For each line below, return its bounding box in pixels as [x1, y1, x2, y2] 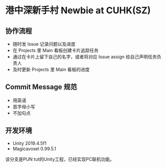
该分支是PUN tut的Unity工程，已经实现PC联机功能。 [5, 156, 115, 162]
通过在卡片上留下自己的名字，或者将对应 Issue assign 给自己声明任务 [12, 54, 157, 60]
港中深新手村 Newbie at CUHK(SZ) [5, 5, 151, 16]
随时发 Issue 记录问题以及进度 [12, 41, 76, 47]
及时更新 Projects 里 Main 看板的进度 [12, 67, 90, 72]
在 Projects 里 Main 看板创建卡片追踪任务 [12, 47, 99, 53]
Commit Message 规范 [5, 82, 77, 92]
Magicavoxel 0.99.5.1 [12, 146, 57, 152]
